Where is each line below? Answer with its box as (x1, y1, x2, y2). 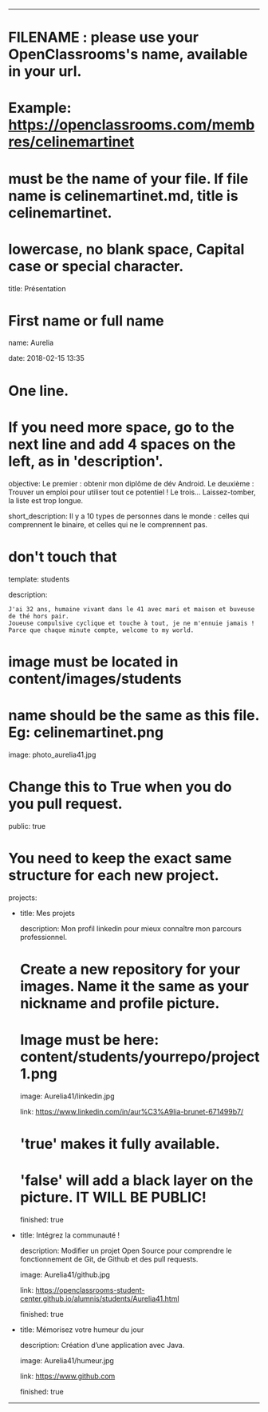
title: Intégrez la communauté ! (19, 1230, 120, 1240)
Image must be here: (19, 1030, 160, 1049)
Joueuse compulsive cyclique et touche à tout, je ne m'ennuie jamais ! (8, 619, 255, 627)
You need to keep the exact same (8, 849, 232, 867)
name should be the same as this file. (8, 706, 259, 724)
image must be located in (8, 653, 179, 670)
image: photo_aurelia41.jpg (8, 750, 97, 759)
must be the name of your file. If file (8, 170, 249, 188)
